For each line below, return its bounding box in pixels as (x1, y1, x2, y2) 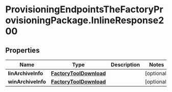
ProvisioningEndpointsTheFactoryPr (5, 4, 164, 15)
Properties (5, 46, 40, 54)
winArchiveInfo (8, 78, 46, 85)
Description (111, 61, 140, 68)
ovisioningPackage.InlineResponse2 (5, 14, 164, 26)
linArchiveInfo (8, 70, 44, 77)
